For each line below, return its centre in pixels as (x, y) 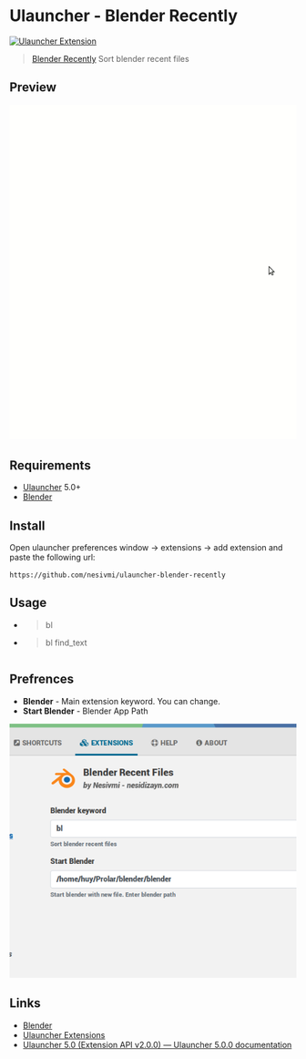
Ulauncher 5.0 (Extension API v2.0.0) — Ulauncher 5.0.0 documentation (157, 1044)
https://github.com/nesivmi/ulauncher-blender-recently (117, 575)
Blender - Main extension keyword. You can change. (121, 701)
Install (27, 525)
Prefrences (42, 679)
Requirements (50, 465)
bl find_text (66, 643)
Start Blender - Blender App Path (85, 711)
